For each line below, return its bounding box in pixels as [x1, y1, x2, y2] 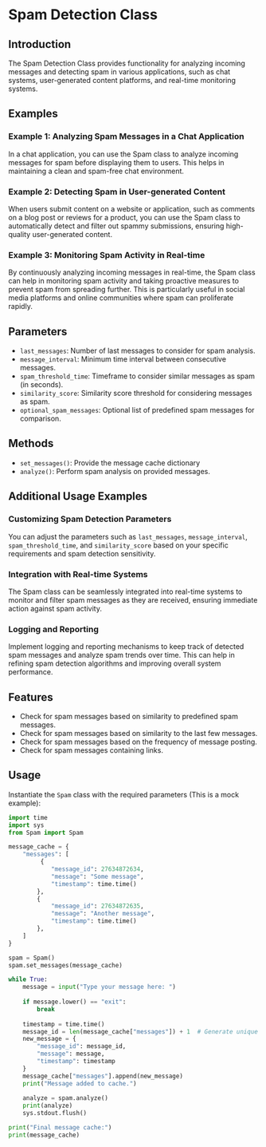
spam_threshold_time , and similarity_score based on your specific [8, 540, 229, 550]
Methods [8, 437, 54, 450]
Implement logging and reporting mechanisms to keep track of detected [8, 642, 244, 651]
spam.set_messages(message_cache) [8, 961, 123, 969]
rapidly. [8, 302, 33, 311]
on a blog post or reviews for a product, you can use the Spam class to [8, 212, 241, 222]
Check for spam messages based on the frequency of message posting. [19, 737, 257, 746]
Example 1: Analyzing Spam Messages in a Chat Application [8, 131, 244, 142]
